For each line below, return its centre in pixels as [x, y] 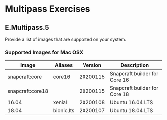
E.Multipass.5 [27, 28]
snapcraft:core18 [28, 91]
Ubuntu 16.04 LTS [131, 102]
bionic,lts [64, 111]
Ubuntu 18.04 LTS [131, 111]
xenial [60, 102]
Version [92, 65]
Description [135, 65]
